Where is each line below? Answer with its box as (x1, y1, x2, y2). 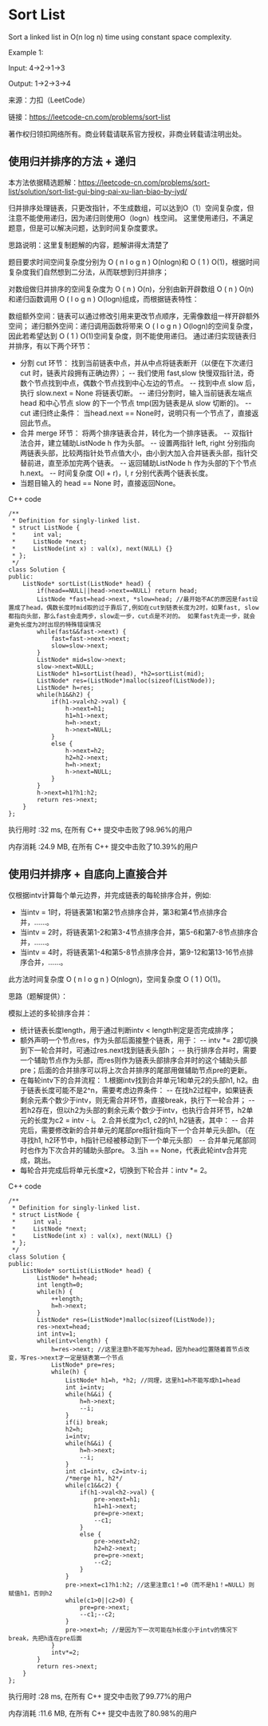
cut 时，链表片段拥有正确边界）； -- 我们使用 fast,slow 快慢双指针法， (19, 368, 248, 378)
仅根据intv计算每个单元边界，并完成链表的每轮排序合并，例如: (8, 890, 211, 899)
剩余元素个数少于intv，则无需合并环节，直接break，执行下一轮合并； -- (19, 1095, 255, 1105)
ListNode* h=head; (37, 1274, 98, 1282)
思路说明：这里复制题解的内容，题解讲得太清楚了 (8, 240, 169, 250)
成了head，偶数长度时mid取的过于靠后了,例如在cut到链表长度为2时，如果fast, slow (14, 603, 259, 611)
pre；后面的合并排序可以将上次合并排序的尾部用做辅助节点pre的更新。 (19, 1065, 252, 1075)
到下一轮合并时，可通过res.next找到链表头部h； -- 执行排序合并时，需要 (19, 1045, 258, 1055)
